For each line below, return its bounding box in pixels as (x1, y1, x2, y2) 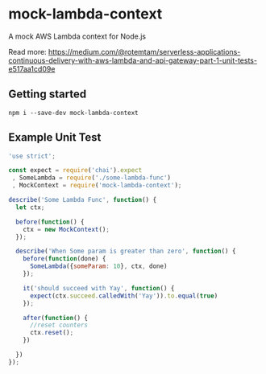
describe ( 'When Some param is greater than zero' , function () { (15, 247, 236, 256)
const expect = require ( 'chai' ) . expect (8, 166, 143, 175)
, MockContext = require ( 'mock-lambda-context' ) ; (11, 182, 182, 190)
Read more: (8, 47, 47, 56)
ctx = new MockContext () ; (23, 225, 110, 233)
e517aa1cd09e (8, 64, 56, 73)
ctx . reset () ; (29, 329, 74, 337)
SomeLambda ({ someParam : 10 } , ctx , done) (29, 262, 168, 270)
